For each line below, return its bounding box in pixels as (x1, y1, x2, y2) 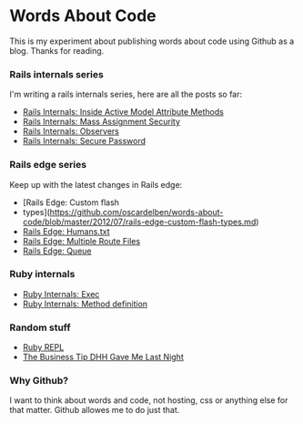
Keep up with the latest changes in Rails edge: (9, 179, 183, 190)
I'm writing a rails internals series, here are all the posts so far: (9, 88, 243, 100)
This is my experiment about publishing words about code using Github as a (9, 36, 295, 47)
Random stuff (9, 321, 71, 334)
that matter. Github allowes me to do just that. (9, 405, 180, 416)
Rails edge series (9, 159, 87, 171)
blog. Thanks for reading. (9, 45, 105, 56)
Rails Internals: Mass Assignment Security (22, 116, 180, 128)
